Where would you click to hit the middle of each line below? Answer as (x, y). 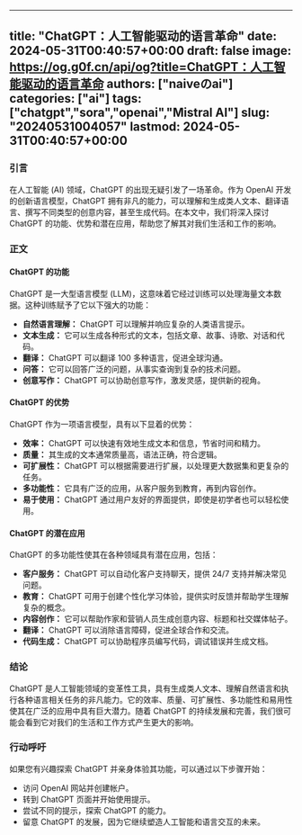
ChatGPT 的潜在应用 (47, 533)
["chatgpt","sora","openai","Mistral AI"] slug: (140, 113)
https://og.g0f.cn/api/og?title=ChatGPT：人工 (142, 67)
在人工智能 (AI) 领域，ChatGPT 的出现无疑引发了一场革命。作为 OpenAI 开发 (151, 189)
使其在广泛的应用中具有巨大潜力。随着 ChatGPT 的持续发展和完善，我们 (142, 711)
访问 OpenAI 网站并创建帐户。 (78, 787)
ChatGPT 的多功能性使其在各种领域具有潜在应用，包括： (114, 555)
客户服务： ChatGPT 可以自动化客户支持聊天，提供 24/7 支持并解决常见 (155, 574)
